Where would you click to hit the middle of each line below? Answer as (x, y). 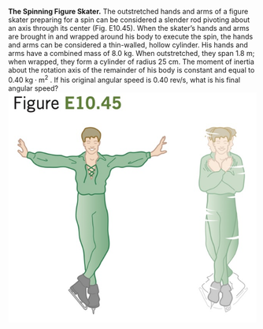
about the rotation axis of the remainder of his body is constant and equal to (131, 70)
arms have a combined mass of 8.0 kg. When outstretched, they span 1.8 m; (131, 53)
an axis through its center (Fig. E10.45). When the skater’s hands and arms (129, 28)
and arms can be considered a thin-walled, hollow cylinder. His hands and (128, 45)
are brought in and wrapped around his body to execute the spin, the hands (131, 36)
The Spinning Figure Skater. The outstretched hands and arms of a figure (128, 11)
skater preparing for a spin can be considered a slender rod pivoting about (129, 20)
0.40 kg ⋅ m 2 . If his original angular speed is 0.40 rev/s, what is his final (124, 79)
